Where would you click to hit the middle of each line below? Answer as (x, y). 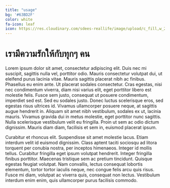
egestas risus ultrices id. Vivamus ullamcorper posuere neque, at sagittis (81, 106)
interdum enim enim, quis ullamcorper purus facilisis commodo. (72, 180)
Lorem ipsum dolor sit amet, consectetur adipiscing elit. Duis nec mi (76, 68)
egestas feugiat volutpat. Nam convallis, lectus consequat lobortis (74, 164)
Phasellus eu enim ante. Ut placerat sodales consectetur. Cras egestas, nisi (84, 85)
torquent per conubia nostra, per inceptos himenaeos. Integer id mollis (79, 148)
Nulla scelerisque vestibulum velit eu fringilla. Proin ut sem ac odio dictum (82, 122)
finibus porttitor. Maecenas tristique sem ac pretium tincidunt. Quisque (79, 159)
